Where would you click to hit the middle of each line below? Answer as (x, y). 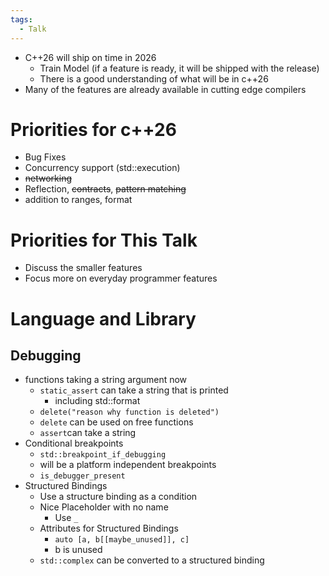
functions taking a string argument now (106, 380)
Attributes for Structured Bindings (109, 528)
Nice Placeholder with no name (104, 507)
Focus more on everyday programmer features (121, 278)
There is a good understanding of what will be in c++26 (154, 78)
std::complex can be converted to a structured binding (152, 560)
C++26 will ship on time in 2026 (90, 57)
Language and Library (103, 318)
